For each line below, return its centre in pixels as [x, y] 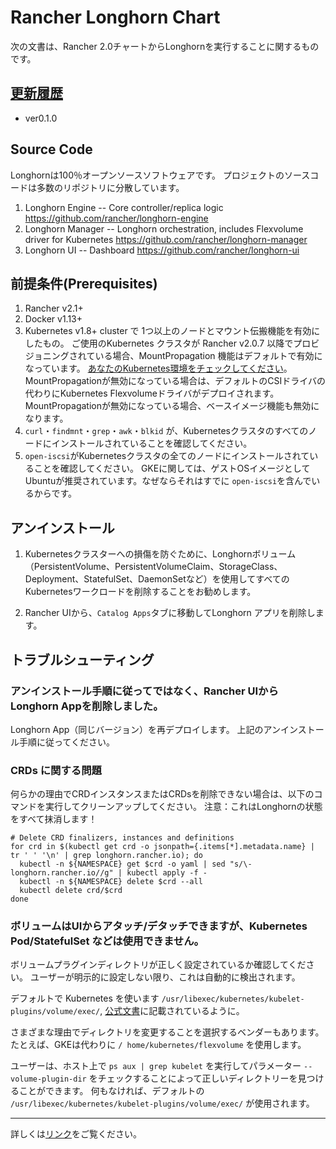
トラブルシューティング [82, 659]
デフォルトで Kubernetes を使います [85, 998]
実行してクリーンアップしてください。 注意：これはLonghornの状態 [183, 807]
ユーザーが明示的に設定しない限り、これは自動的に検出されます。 [165, 977]
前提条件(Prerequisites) [84, 283]
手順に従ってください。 [66, 742]
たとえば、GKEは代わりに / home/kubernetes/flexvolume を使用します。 [158, 1045]
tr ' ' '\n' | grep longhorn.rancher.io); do [106, 856]
